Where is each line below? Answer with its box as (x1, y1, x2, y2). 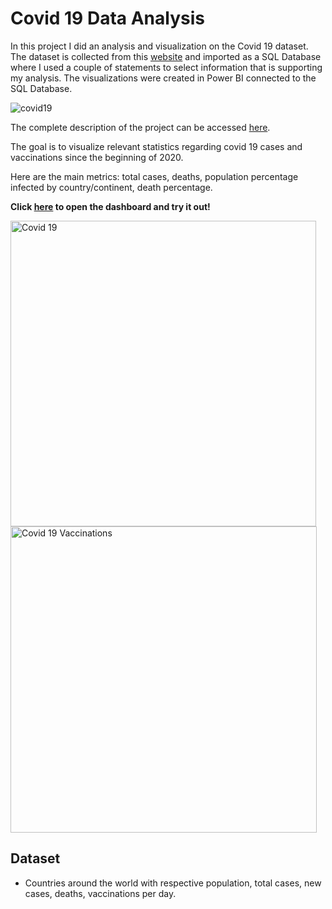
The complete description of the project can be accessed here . (10, 121, 271, 133)
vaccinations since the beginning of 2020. (10, 151, 184, 163)
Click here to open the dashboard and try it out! (10, 200, 211, 212)
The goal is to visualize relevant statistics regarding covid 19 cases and (10, 140, 303, 152)
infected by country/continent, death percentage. (10, 181, 213, 193)
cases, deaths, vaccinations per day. (24, 887, 177, 899)
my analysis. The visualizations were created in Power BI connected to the (10, 72, 317, 84)
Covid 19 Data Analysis (10, 7, 205, 30)
